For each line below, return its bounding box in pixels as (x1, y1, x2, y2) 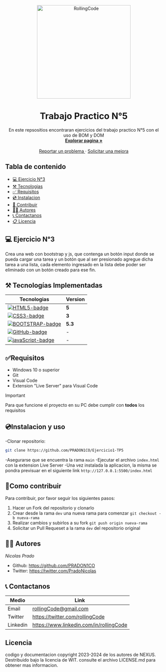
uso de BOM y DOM (63, 132, 105, 138)
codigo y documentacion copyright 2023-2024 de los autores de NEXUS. (5, 652, 156, 658)
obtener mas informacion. (5, 663, 58, 669)
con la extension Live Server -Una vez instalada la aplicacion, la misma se (5, 462, 157, 468)
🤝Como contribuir (5, 482, 62, 491)
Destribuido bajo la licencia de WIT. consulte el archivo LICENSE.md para (5, 657, 156, 663)
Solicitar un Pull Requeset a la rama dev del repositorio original (12, 525, 141, 531)
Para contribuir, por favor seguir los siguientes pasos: (5, 495, 115, 501)
